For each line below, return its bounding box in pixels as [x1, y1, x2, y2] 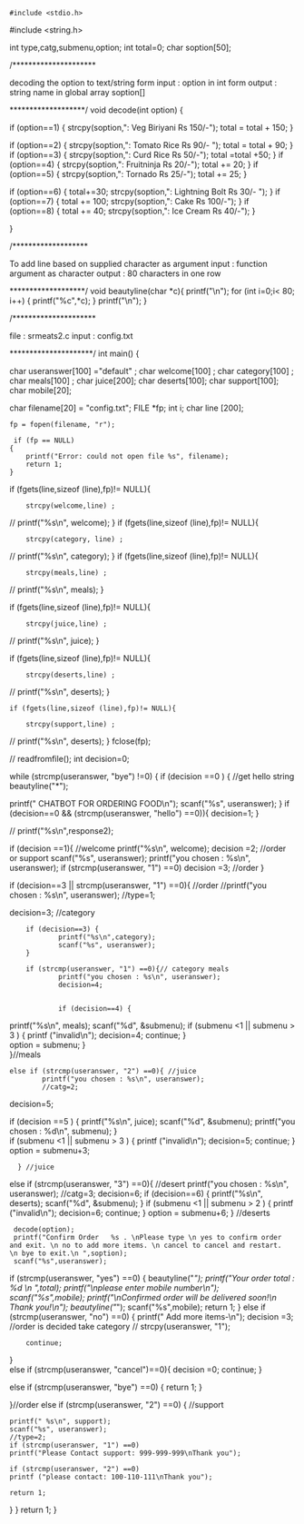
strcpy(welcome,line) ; [25, 501, 116, 510]
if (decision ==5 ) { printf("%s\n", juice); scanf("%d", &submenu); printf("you [9, 1116, 296, 1126]
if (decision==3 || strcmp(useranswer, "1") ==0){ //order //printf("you [9, 880, 268, 890]
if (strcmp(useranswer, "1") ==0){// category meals [25, 965, 230, 974]
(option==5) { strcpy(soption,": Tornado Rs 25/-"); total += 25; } [9, 169, 248, 179]
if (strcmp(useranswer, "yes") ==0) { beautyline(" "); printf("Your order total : [9, 1272, 295, 1283]
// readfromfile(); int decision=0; [9, 754, 130, 764]
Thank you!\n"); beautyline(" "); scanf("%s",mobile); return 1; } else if [9, 1301, 266, 1312]
